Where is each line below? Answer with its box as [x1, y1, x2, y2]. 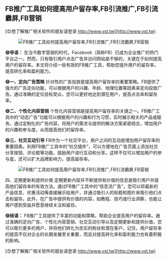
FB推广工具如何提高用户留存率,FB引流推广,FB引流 [5, 4, 158, 13]
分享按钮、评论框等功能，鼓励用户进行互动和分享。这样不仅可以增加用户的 [5, 149, 158, 155]
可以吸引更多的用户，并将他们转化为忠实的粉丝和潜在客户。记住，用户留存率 [5, 225, 162, 231]
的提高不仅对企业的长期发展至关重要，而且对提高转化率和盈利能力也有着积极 [5, 231, 162, 237]
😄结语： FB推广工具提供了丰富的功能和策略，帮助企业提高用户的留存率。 [5, 212, 156, 218]
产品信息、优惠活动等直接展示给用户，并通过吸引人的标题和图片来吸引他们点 [5, 189, 162, 195]
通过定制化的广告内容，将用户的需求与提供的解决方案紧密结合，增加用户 [13, 120, 162, 126]
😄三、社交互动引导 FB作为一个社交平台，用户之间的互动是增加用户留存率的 [5, 137, 160, 143]
